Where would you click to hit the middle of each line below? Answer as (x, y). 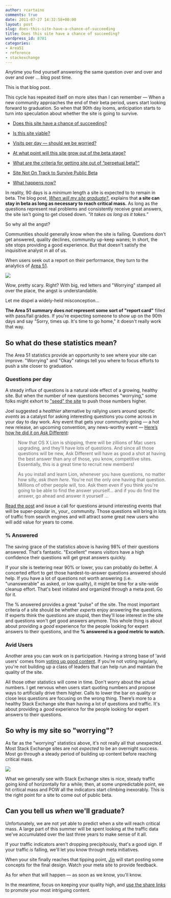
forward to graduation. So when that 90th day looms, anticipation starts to (83, 108)
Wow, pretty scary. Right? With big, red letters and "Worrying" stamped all (83, 285)
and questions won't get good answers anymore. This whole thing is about (84, 621)
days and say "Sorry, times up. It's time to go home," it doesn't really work (83, 321)
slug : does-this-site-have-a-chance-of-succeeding (60, 29)
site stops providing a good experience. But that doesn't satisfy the (76, 245)
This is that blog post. (28, 87)
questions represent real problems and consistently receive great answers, (84, 209)
